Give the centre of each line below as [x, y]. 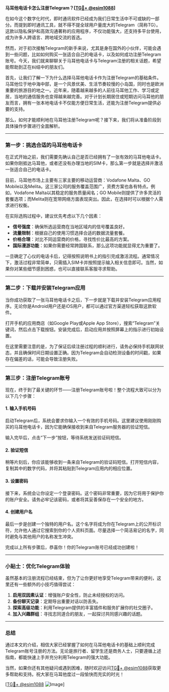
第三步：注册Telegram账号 [38, 378]
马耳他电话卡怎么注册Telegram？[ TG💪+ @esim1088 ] [60, 8]
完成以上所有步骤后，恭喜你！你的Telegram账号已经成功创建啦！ [72, 547]
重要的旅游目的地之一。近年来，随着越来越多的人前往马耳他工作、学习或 [80, 90]
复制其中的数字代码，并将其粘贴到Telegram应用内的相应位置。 [70, 468]
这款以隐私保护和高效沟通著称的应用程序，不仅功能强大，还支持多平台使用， [84, 31]
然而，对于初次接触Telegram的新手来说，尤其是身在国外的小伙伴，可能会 [81, 48]
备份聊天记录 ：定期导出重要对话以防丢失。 [57, 601]
